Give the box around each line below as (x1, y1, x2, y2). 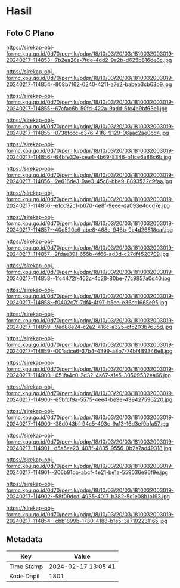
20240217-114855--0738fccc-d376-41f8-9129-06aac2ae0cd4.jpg (6, 130, 169, 136)
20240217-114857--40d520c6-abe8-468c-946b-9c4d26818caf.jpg (6, 226, 173, 233)
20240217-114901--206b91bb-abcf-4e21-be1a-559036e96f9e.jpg (6, 469, 169, 476)
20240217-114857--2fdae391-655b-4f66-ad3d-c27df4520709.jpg (6, 251, 169, 257)
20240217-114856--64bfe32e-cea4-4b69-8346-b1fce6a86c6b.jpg (6, 153, 172, 161)
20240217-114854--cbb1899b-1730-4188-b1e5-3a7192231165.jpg (6, 518, 168, 524)
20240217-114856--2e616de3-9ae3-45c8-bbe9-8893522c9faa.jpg (6, 178, 172, 184)
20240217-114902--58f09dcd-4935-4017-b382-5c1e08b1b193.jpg (6, 493, 170, 500)
